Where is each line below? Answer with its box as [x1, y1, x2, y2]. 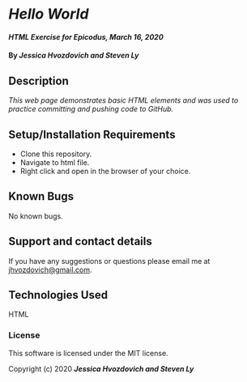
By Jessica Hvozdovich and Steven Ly [8, 50, 139, 61]
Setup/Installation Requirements [8, 127, 176, 142]
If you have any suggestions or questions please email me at [8, 256, 211, 265]
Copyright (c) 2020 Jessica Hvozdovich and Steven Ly [8, 363, 194, 373]
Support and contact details [8, 235, 152, 248]
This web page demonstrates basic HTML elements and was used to [8, 95, 239, 105]
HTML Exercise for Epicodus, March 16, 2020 [8, 32, 164, 41]
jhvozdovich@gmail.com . [8, 265, 92, 274]
